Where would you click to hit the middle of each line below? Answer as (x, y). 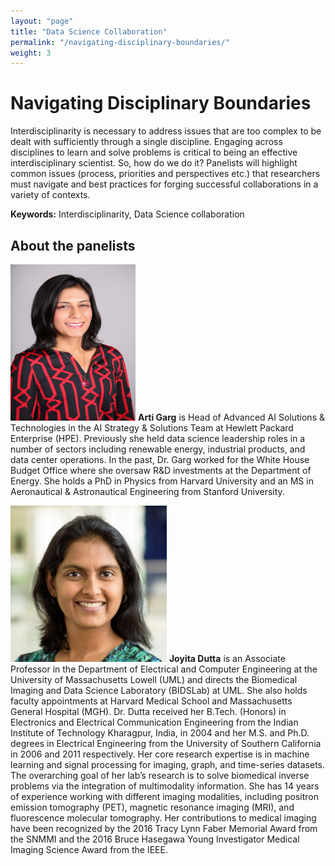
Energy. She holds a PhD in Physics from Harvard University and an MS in (162, 481)
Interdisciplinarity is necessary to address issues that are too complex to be (166, 131)
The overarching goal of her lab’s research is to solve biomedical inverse (160, 775)
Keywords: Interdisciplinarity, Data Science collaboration (127, 214)
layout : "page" (42, 21)
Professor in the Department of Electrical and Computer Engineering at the (164, 669)
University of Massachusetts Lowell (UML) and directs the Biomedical (154, 679)
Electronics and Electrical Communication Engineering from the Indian (154, 722)
